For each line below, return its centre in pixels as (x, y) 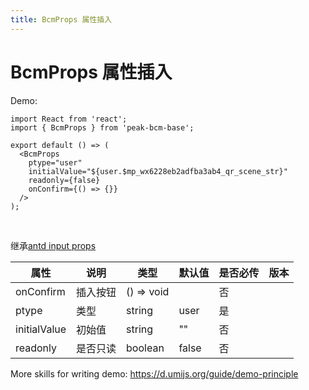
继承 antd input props (53, 245)
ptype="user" (55, 162)
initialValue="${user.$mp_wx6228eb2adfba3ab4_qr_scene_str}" (158, 171)
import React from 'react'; (69, 119)
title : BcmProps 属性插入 (61, 19)
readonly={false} (64, 180)
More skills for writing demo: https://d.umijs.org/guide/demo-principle (154, 373)
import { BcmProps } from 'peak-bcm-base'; (102, 127)
